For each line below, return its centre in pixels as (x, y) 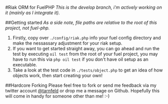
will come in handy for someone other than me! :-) (57, 96)
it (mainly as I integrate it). (33, 13)
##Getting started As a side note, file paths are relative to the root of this (81, 23)
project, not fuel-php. (28, 28)
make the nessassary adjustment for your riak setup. (67, 43)
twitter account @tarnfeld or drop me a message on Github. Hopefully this (82, 91)
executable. (25, 65)
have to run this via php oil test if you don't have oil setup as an (80, 59)
